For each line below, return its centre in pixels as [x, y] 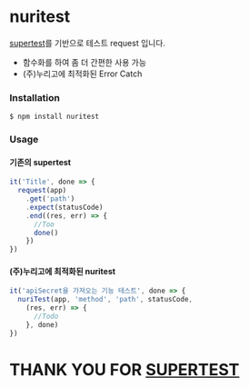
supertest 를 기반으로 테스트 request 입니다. [88, 43]
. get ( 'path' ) [50, 199]
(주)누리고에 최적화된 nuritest [63, 271]
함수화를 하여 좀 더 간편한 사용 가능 [85, 62]
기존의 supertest [40, 162]
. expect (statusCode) [65, 207]
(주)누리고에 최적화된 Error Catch [82, 74]
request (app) [42, 191]
